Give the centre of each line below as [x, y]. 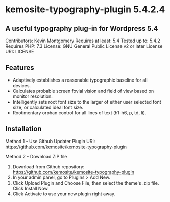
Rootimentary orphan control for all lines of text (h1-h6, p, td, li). [79, 113]
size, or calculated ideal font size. [48, 107]
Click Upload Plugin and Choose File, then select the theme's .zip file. [86, 183]
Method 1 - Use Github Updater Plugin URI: [50, 141]
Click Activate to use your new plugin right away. [64, 194]
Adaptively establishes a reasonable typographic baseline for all [80, 80]
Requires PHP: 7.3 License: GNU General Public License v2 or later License [84, 46]
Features [20, 68]
